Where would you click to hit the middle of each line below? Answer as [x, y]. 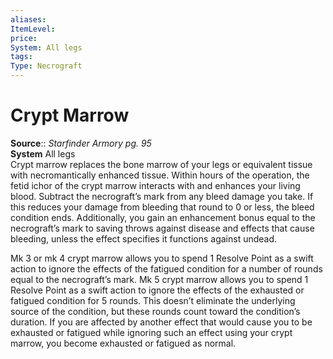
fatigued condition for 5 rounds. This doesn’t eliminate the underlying [153, 300]
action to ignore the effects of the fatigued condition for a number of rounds [166, 268]
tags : [21, 57]
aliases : [28, 19]
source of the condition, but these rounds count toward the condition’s [155, 311]
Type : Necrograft [46, 66]
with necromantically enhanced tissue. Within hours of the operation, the [160, 175]
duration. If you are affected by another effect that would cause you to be [161, 322]
